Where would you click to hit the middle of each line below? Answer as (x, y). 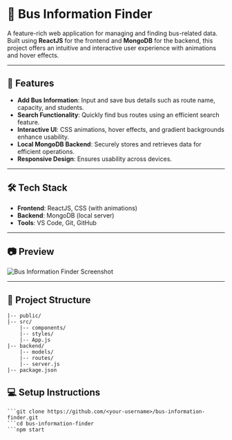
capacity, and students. (50, 107)
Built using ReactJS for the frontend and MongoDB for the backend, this (110, 40)
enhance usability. (43, 137)
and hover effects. (33, 55)
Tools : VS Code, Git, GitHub (57, 222)
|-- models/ (37, 352)
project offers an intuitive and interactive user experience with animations (112, 48)
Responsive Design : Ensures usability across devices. (95, 159)
